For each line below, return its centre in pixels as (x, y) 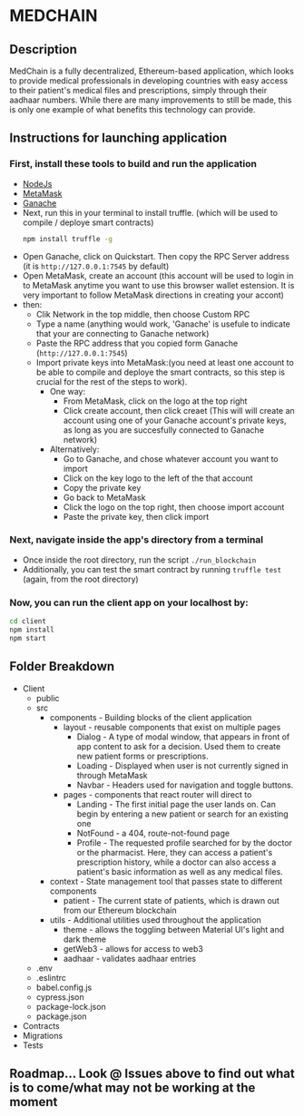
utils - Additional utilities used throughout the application (155, 920)
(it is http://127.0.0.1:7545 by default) (96, 266)
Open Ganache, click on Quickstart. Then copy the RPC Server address (156, 256)
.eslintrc (51, 977)
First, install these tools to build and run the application (133, 164)
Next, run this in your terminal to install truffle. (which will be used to (150, 212)
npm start (28, 638)
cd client (28, 622)
